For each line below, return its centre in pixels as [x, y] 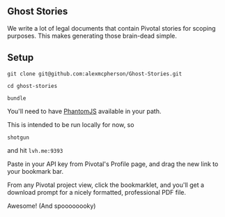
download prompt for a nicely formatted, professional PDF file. [97, 192]
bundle [17, 98]
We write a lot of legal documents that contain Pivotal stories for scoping [111, 28]
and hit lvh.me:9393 [35, 150]
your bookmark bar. [36, 171]
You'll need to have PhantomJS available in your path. [84, 111]
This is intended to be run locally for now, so [71, 124]
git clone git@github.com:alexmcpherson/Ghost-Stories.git [95, 74]
